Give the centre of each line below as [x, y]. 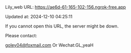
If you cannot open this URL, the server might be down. [62, 26]
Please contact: [21, 36]
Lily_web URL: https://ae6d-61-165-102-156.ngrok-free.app [65, 7]
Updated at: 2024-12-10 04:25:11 [39, 16]
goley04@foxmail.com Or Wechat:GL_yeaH [49, 45]
